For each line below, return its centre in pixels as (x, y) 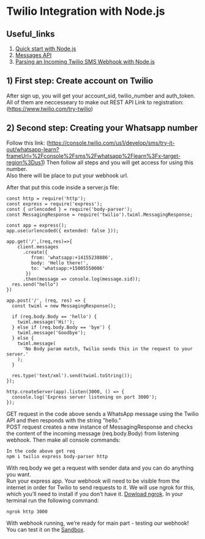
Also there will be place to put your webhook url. (67, 175)
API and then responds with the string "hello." (64, 420)
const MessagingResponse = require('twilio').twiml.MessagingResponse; (99, 215)
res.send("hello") (35, 284)
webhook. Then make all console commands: (63, 440)
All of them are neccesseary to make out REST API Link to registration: (95, 102)
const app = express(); (37, 225)
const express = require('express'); (54, 204)
